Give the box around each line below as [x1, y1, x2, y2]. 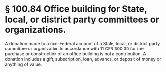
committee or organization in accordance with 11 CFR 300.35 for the [5, 46, 144, 51]
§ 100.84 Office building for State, [5, 3, 147, 15]
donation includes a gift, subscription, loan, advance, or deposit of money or [5, 56, 161, 62]
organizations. [5, 24, 66, 35]
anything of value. [5, 61, 42, 67]
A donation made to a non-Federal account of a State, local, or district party [5, 40, 160, 46]
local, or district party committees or [5, 14, 160, 25]
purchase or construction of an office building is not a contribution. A [5, 50, 146, 57]
